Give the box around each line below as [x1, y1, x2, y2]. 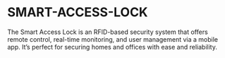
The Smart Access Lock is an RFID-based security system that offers [7, 28, 208, 36]
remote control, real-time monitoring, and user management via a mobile [7, 35, 219, 43]
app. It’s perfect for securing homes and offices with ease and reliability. [7, 42, 217, 51]
